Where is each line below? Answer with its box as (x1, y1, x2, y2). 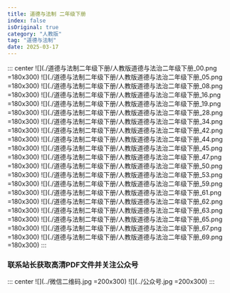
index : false (7, 17, 46, 24)
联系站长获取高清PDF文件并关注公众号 (7, 260, 139, 270)
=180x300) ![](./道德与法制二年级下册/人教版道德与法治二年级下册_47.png (7, 153, 222, 161)
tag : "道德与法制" (7, 37, 57, 44)
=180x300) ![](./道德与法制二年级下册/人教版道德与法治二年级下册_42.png (7, 126, 223, 134)
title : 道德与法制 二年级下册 (7, 10, 87, 18)
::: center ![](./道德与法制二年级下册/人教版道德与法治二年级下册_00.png (7, 64, 217, 72)
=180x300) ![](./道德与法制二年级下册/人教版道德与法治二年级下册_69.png (7, 233, 223, 241)
